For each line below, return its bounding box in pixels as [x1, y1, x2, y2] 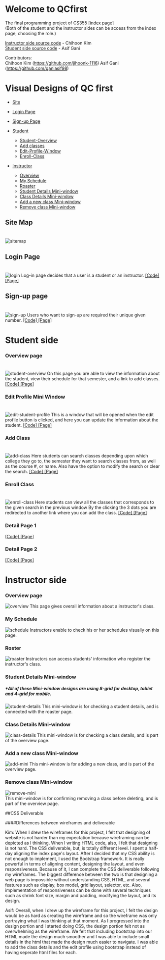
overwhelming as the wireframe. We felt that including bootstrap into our [5, 928, 153, 934]
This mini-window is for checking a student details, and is [41, 703, 159, 709]
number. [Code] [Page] [5, 317, 52, 323]
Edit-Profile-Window [19, 148, 61, 154]
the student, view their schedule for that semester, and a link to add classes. [5, 375, 160, 382]
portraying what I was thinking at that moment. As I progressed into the [5, 917, 149, 924]
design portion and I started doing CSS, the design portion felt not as [5, 923, 145, 929]
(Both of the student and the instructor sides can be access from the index [5, 25, 157, 31]
